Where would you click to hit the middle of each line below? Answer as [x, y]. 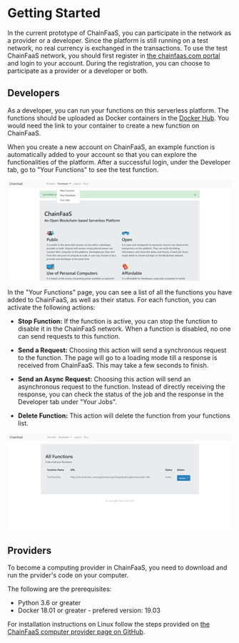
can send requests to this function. [69, 336]
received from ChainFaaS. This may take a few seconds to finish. [113, 366]
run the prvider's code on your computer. [68, 575]
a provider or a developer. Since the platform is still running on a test [108, 40]
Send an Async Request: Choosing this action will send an [104, 379]
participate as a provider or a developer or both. [78, 71]
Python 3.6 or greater [49, 602]
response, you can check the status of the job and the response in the [121, 394]
